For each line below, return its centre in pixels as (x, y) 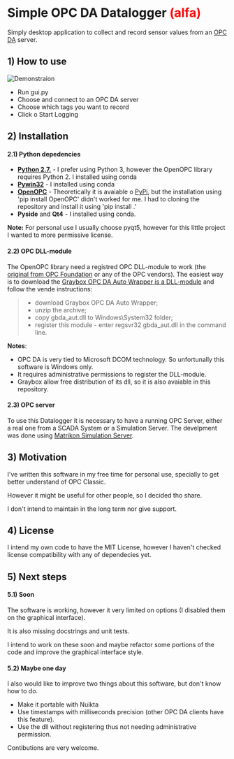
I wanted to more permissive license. (60, 235)
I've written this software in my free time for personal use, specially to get (113, 474)
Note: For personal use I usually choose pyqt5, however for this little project (116, 228)
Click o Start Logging (47, 114)
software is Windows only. (55, 367)
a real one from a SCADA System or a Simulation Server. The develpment (112, 428)
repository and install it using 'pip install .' (77, 207)
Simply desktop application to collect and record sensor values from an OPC (117, 32)
